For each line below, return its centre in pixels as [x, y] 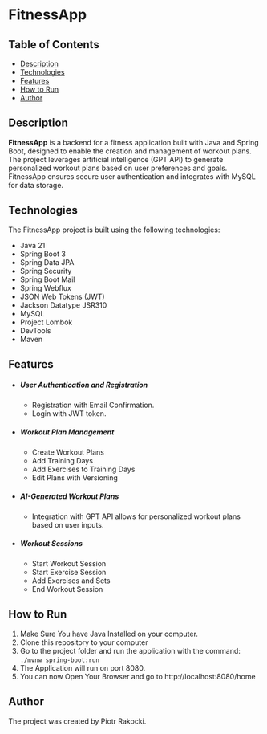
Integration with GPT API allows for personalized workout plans [136, 516]
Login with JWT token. [69, 413]
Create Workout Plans [68, 452]
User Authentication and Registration [84, 385]
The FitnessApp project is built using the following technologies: [114, 230]
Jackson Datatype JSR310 [63, 305]
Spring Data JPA [47, 262]
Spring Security [46, 271]
